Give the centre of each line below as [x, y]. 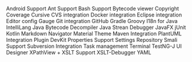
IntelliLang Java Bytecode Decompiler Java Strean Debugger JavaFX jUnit [96, 27]
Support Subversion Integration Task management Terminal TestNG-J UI [94, 46]
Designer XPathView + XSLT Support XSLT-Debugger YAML [79, 52]
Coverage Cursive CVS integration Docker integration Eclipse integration [94, 15]
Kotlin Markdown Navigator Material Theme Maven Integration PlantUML [94, 34]
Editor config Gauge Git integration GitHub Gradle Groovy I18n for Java [92, 21]
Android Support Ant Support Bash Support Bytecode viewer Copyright [93, 9]
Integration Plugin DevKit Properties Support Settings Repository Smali [92, 40]
